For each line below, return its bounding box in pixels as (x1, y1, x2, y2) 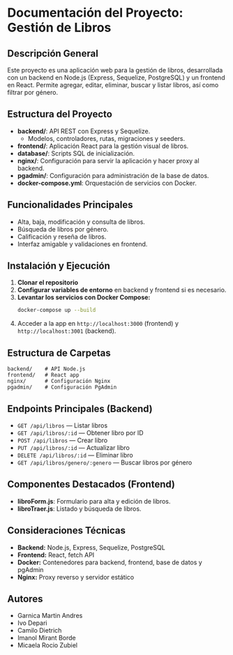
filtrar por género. (7, 89, 58, 96)
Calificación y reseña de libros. (17, 232, 107, 241)
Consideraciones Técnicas (7, 525, 126, 536)
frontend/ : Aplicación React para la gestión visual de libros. (17, 142, 189, 150)
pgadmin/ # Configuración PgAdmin (7, 384, 117, 391)
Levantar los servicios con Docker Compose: (17, 293, 151, 301)
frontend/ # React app (7, 372, 80, 379)
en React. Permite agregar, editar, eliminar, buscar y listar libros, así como (7, 81, 219, 89)
